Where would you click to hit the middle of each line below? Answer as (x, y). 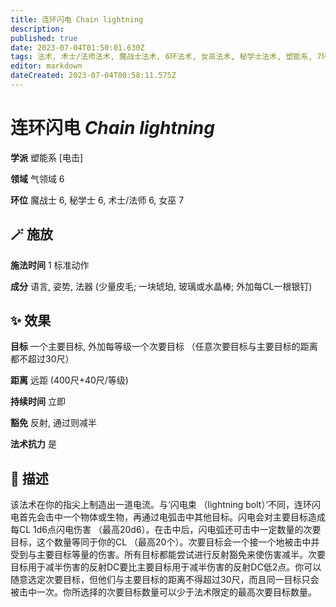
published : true (44, 38)
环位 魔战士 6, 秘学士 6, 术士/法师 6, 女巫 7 (97, 200)
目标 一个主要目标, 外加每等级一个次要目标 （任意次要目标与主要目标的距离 (164, 347)
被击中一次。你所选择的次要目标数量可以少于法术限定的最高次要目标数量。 (163, 592)
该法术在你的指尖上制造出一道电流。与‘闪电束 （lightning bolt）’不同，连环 (161, 505)
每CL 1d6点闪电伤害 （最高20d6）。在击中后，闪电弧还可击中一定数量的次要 (166, 530)
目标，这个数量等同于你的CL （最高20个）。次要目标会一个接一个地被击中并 (165, 542)
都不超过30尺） (42, 359)
